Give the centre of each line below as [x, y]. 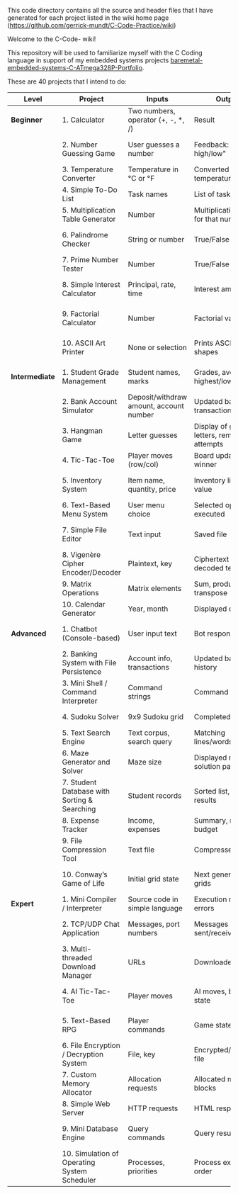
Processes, [146, 1162]
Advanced [29, 633]
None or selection [158, 348]
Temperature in [153, 169]
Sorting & [78, 800]
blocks [205, 1088]
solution [207, 766]
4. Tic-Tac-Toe [88, 460]
